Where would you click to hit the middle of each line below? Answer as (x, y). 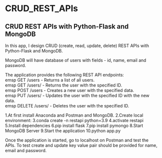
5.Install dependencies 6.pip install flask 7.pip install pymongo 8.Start (74, 125)
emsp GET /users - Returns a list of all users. (50, 80)
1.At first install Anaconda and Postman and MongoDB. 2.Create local (74, 115)
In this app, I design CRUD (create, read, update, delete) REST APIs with (77, 46)
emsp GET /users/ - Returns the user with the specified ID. (64, 85)
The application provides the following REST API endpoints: (64, 75)
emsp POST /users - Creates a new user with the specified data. (70, 90)
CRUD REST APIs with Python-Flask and (67, 26)
